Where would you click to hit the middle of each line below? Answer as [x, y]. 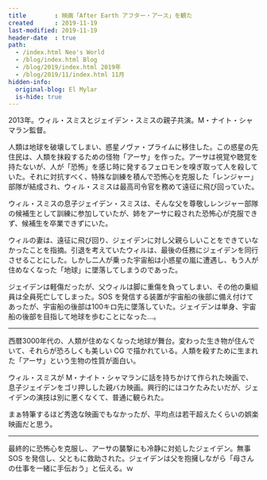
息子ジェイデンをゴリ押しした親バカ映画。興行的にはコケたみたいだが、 [126, 388]
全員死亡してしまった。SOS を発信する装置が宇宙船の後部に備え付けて [138, 297]
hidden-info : [30, 82]
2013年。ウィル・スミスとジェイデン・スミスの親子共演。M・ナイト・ [124, 121]
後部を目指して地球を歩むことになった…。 [91, 317]
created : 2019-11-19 [53, 23]
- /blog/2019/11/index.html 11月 [70, 75]
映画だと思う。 [33, 424]
